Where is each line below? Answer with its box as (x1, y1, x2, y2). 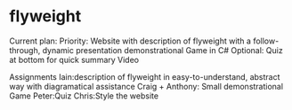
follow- (253, 35, 280, 46)
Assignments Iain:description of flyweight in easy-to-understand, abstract (9, 71, 280, 82)
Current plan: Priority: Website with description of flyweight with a (9, 35, 252, 46)
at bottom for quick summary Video (9, 54, 140, 65)
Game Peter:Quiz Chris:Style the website (9, 90, 158, 101)
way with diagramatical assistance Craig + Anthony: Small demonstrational (9, 81, 283, 91)
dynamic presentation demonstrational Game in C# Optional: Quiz (42, 44, 283, 55)
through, (9, 44, 41, 55)
